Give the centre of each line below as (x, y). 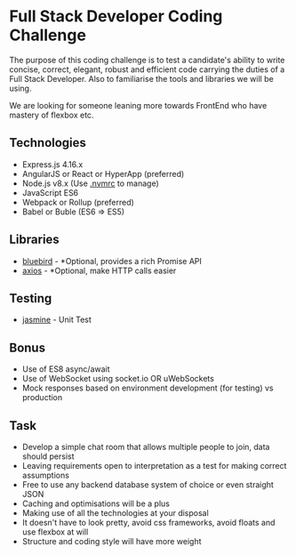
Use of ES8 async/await (66, 369)
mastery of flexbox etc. (52, 115)
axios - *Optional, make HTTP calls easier (99, 270)
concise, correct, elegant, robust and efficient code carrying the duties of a (147, 69)
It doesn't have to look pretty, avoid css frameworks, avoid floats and (148, 523)
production (42, 398)
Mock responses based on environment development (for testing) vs (148, 388)
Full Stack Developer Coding (116, 16)
